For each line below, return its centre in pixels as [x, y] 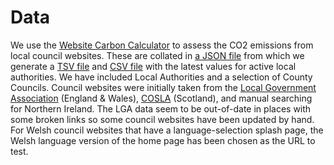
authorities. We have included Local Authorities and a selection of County [161, 77]
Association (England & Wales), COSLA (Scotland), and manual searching [161, 98]
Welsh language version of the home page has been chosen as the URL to [163, 140]
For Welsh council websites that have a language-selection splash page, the [167, 130]
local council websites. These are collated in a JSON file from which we [157, 55]
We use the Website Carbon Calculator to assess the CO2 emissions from [162, 45]
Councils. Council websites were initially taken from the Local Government [163, 87]
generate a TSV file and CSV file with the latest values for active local [153, 66]
